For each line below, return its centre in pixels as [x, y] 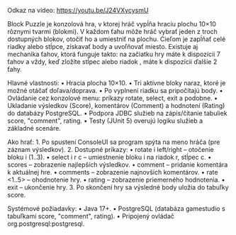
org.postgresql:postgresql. [46, 224]
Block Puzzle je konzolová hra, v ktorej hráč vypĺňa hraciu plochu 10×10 [112, 24]
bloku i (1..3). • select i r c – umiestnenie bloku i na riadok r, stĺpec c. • [109, 157]
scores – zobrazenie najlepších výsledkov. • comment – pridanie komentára [118, 165]
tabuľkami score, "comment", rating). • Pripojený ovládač [91, 216]
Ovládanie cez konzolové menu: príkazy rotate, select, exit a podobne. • [113, 98]
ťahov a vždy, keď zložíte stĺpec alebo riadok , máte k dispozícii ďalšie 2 [112, 62]
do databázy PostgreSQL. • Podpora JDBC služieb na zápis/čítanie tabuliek [118, 113]
